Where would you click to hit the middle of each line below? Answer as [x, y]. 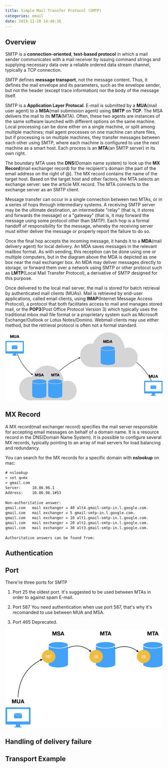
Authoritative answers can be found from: [50, 538]
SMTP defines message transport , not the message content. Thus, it [76, 80]
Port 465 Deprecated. [35, 622]
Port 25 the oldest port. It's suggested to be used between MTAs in [81, 592]
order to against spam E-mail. [43, 597]
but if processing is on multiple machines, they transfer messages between [82, 137]
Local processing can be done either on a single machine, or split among [80, 127]
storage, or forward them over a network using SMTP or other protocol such [84, 268]
